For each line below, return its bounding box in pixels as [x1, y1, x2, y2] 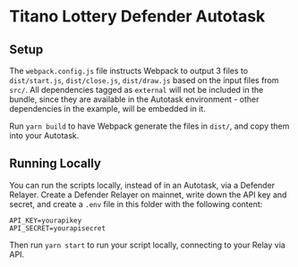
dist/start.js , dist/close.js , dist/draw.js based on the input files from [9, 75, 279, 86]
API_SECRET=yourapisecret [9, 223, 106, 233]
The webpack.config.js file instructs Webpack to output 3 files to [9, 65, 249, 76]
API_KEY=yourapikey [9, 216, 82, 225]
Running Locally [9, 156, 101, 171]
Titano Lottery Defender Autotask [9, 6, 266, 27]
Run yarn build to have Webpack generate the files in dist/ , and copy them [9, 121, 290, 131]
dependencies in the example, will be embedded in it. [9, 104, 206, 113]
